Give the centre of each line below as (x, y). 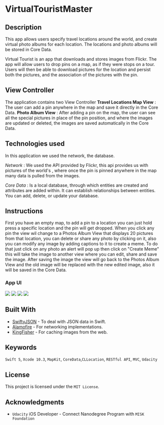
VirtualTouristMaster (49, 9)
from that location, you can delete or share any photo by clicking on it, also (81, 239)
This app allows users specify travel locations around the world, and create (81, 39)
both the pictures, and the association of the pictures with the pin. (72, 75)
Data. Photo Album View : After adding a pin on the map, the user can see (80, 112)
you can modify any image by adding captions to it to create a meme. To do (82, 244)
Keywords (21, 347)
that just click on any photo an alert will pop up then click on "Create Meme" (82, 249)
